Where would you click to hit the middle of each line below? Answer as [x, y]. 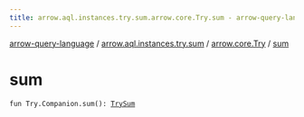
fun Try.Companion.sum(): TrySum [72, 103]
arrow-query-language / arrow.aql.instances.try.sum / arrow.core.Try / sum [149, 43]
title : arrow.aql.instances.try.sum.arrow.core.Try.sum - [121, 18]
